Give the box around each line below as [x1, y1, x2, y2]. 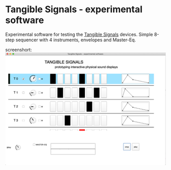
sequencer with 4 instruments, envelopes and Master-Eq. [15, 37, 136, 43]
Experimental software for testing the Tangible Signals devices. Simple [5, 31, 153, 37]
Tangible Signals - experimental [5, 4, 142, 15]
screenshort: [5, 46, 32, 53]
